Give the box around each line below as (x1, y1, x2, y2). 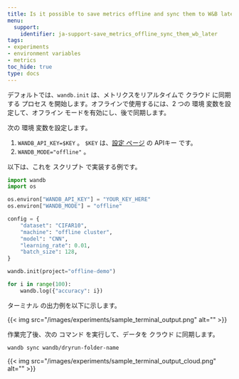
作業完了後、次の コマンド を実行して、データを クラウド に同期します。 (7, 330, 219, 338)
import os (7, 183, 37, 191)
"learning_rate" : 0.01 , (20, 242, 91, 249)
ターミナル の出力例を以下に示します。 (7, 301, 121, 309)
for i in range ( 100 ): (7, 281, 72, 288)
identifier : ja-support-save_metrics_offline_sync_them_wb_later (20, 30, 218, 38)
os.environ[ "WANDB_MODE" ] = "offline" (7, 203, 122, 210)
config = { (7, 215, 40, 223)
